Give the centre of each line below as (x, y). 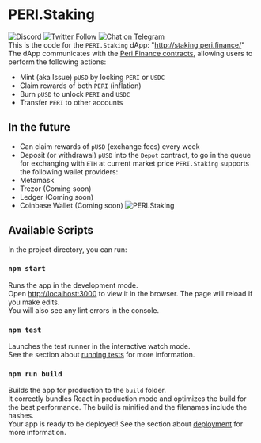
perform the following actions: (57, 62)
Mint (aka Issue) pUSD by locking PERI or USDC (92, 77)
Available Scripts (51, 230)
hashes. (21, 416)
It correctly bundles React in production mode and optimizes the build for (127, 399)
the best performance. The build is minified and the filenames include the (128, 407)
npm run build (35, 374)
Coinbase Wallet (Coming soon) (72, 205)
